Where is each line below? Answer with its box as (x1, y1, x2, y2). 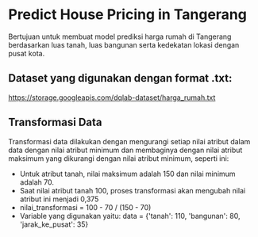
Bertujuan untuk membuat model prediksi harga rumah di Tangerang (8, 32, 232, 41)
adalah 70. (19, 177, 54, 187)
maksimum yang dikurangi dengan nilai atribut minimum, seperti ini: (8, 153, 229, 163)
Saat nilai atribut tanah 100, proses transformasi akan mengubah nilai (19, 185, 246, 195)
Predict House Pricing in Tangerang (8, 6, 248, 24)
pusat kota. (8, 48, 45, 58)
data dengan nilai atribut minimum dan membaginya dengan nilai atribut (8, 145, 243, 155)
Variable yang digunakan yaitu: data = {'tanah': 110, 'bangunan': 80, (19, 211, 241, 220)
